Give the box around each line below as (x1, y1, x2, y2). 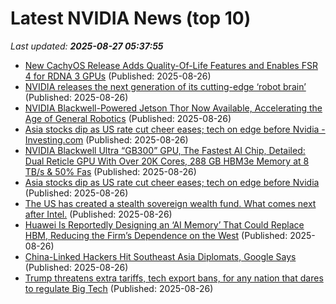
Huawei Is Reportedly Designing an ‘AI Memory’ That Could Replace (24, 218, 305, 231)
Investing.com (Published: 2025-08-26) (24, 133, 189, 146)
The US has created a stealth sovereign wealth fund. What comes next (24, 197, 317, 209)
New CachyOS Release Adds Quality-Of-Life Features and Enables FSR (24, 59, 318, 71)
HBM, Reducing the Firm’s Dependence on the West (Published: (24, 229, 288, 241)
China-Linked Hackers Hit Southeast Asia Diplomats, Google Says (24, 250, 297, 262)
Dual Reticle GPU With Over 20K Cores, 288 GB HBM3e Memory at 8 (24, 155, 310, 167)
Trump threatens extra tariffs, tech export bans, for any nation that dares (24, 272, 324, 284)
